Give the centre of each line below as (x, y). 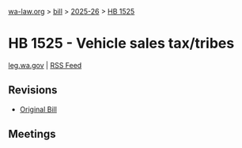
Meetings (32, 134)
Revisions (33, 90)
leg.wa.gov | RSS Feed (45, 65)
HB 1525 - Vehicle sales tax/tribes (121, 44)
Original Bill (38, 109)
